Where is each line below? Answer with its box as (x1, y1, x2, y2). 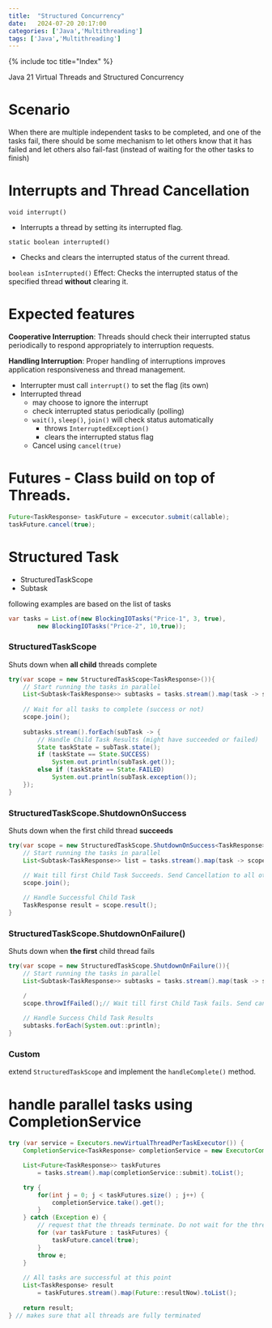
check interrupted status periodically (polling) (32, 406, 185, 416)
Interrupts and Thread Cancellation (8, 181, 250, 200)
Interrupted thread (19, 389, 82, 399)
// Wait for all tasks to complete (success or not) (23, 705, 205, 713)
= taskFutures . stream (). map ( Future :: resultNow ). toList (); (37, 1289, 237, 1297)
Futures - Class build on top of (8, 469, 216, 487)
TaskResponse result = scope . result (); (23, 901, 158, 909)
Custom (8, 1049, 40, 1059)
